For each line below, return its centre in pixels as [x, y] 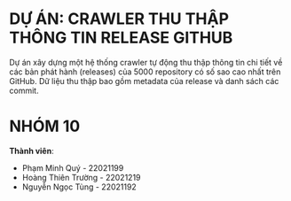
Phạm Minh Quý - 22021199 [73, 167]
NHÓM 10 [45, 126]
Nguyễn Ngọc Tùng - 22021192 [79, 187]
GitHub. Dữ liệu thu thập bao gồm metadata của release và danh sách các [144, 81]
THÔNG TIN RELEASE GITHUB [121, 38]
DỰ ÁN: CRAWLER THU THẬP [119, 19]
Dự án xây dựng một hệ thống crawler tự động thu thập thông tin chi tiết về [146, 62]
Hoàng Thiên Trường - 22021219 [81, 177]
